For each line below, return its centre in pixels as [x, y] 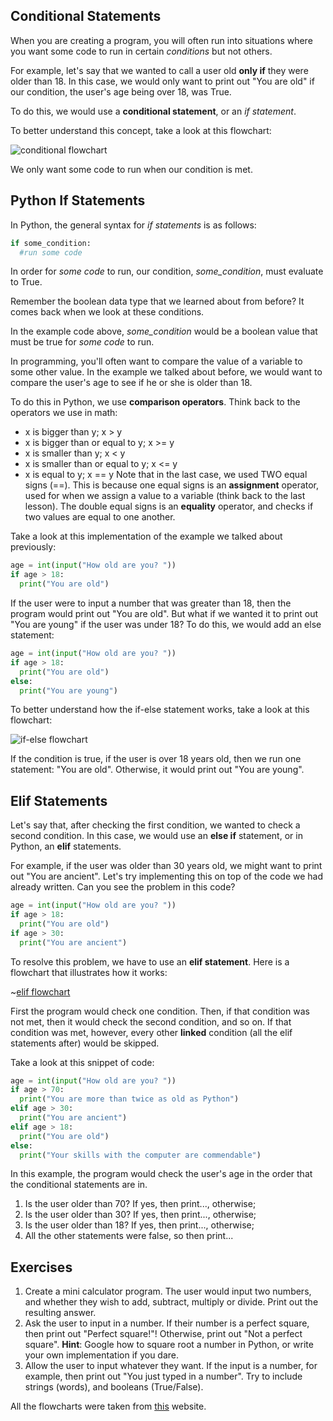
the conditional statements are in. [79, 1185]
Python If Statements [78, 200]
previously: [33, 547]
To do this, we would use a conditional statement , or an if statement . [153, 111]
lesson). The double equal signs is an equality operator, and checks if [169, 506]
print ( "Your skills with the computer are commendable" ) [140, 1155]
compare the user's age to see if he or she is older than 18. [131, 383]
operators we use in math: [64, 413]
